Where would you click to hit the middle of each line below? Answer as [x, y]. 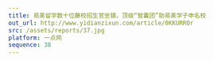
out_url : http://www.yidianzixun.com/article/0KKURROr [101, 23]
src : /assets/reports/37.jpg [56, 30]
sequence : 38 [30, 45]
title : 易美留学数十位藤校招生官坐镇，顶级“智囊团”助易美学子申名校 [107, 15]
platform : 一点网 [35, 38]
